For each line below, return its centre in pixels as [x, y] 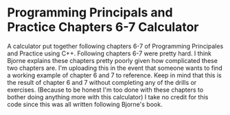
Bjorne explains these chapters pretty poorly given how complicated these [113, 60]
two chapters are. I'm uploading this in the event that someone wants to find [115, 68]
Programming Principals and [90, 13]
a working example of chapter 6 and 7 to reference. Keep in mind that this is [114, 75]
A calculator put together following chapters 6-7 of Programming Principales [115, 46]
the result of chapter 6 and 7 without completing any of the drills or [102, 82]
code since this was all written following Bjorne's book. [85, 104]
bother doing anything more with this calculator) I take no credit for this [108, 97]
